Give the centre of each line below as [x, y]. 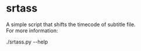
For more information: [32, 30]
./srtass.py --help [27, 42]
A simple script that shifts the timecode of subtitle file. [71, 24]
